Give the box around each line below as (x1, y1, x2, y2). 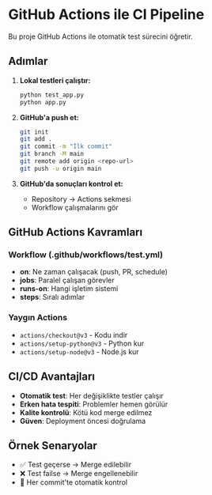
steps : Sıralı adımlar (19, 293, 85, 302)
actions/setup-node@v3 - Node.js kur (19, 346, 140, 357)
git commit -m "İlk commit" (19, 142, 112, 151)
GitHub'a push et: (19, 112, 79, 122)
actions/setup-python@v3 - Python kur (19, 338, 145, 348)
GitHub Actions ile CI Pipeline (8, 6, 205, 24)
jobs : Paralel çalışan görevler (19, 275, 115, 285)
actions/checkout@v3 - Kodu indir (19, 330, 128, 339)
